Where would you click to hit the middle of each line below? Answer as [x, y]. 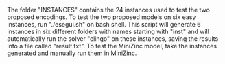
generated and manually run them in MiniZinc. [72, 53]
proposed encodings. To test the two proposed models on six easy [102, 17]
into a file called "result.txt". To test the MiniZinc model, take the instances [112, 46]
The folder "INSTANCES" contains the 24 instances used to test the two [109, 10]
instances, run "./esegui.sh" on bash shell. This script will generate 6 [104, 24]
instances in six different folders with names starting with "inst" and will [108, 31]
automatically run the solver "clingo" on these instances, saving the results [113, 39]
